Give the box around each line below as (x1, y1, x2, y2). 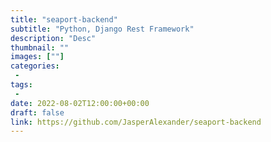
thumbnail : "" (10, 42, 70, 53)
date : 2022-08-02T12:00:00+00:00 (10, 98, 150, 108)
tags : (10, 80, 33, 90)
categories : (10, 61, 60, 71)
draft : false (10, 107, 65, 118)
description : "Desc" (10, 33, 97, 43)
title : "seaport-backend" (10, 14, 118, 25)
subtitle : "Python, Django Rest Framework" (10, 24, 195, 34)
